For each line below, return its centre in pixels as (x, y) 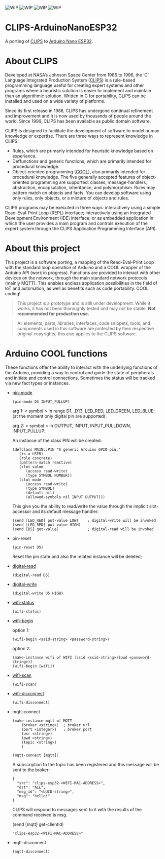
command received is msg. (40, 815)
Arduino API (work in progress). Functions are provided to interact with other (83, 273)
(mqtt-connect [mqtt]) (35, 755)
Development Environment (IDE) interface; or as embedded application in (79, 218)
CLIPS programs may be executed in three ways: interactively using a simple (83, 207)
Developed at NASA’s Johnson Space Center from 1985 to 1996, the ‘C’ (77, 75)
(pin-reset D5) (28, 547)
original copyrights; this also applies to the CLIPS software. (77, 334)
